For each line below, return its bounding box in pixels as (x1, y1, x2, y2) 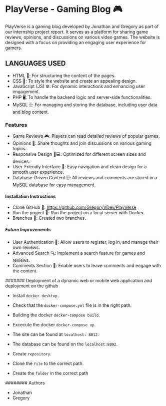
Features (5, 121, 27, 128)
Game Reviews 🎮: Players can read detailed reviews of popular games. (12, 133, 160, 139)
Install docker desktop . (12, 293, 59, 299)
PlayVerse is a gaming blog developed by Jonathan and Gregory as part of (5, 23, 159, 30)
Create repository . (12, 351, 51, 357)
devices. (12, 158, 30, 165)
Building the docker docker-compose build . (12, 312, 100, 318)
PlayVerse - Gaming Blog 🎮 (5, 4, 122, 15)
